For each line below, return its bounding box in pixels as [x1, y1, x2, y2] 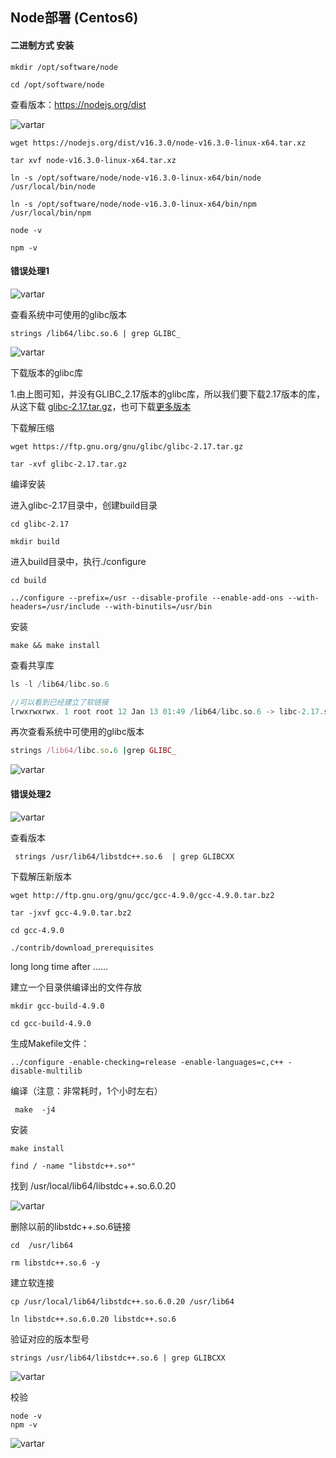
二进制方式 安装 [10, 39, 75, 51]
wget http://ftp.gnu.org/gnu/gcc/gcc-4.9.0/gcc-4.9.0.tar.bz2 [10, 890, 275, 900]
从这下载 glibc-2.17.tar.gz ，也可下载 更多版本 [10, 400, 192, 412]
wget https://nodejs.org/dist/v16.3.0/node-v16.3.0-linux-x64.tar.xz [10, 138, 307, 148]
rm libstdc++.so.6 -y [10, 1258, 101, 1268]
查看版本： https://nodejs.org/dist [10, 98, 147, 110]
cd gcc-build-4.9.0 [10, 1018, 92, 1028]
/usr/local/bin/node [10, 181, 97, 192]
